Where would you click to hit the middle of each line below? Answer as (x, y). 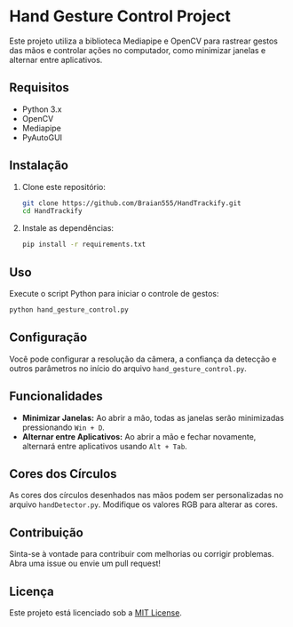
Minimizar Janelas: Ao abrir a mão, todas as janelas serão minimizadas (153, 417)
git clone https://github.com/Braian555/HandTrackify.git (131, 203)
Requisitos (39, 87)
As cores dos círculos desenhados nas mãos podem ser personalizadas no (146, 496)
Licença (32, 591)
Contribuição (47, 532)
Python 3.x (42, 109)
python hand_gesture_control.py (69, 310)
